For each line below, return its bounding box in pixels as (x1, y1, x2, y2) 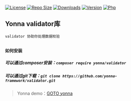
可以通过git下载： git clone (5, 73, 61, 79)
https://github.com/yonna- (62, 74, 117, 79)
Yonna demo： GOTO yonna (17, 90, 73, 96)
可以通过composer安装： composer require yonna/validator (5, 60, 126, 66)
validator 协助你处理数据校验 (5, 34, 60, 39)
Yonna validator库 (5, 20, 61, 28)
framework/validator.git (5, 78, 56, 84)
